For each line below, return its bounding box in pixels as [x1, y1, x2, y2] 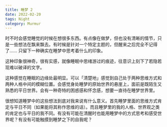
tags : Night [5, 16, 30, 21]
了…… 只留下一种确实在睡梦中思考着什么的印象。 [5, 48, 106, 54]
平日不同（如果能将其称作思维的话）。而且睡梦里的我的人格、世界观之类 [13, 104, 160, 110]
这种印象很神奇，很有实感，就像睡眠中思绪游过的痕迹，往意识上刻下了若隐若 [5, 58, 162, 64]
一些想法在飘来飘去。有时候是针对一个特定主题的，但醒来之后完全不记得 [9, 42, 158, 48]
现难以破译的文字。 [5, 64, 45, 70]
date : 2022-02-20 [5, 12, 41, 17]
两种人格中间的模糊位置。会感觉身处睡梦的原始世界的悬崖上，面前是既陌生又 [5, 81, 162, 87]
